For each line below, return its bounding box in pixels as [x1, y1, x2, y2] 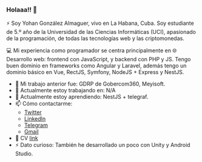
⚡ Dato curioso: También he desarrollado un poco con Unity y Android [15, 141, 190, 149]
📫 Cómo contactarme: [15, 100, 73, 107]
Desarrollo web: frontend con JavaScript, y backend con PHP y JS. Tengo [6, 56, 191, 63]
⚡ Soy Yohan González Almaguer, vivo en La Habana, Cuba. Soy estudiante [6, 19, 194, 27]
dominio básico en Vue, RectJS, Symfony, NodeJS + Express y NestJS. [6, 69, 184, 76]
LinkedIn [24, 115, 46, 123]
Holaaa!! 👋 [6, 5, 38, 14]
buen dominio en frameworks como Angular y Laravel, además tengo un [6, 62, 187, 69]
